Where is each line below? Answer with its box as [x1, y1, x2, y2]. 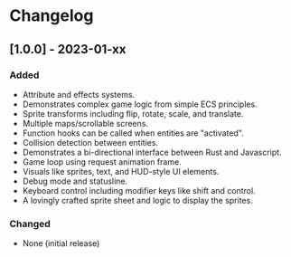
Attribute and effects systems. [22, 89, 136, 100]
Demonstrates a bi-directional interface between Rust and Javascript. [22, 147, 282, 157]
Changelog [9, 5, 94, 26]
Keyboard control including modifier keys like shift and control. [22, 185, 256, 195]
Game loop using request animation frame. [22, 156, 183, 167]
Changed [9, 217, 52, 230]
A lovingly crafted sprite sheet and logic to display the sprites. [22, 195, 253, 205]
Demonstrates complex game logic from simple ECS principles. [22, 99, 258, 109]
